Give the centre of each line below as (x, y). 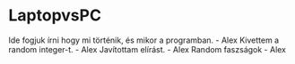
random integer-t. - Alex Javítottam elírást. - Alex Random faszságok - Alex (147, 49)
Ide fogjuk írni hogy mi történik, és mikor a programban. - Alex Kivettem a (144, 40)
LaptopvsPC (55, 16)
